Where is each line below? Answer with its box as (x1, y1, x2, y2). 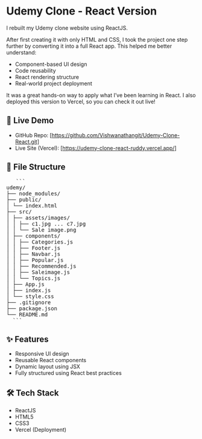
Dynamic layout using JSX (14, 363, 80, 370)
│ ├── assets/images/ (6, 214, 71, 221)
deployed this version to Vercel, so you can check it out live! (6, 98, 156, 105)
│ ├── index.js (6, 287, 51, 294)
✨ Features (6, 334, 49, 344)
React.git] (14, 138, 40, 145)
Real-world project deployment (14, 80, 92, 87)
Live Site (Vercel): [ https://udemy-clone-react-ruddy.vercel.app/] (14, 144, 177, 152)
